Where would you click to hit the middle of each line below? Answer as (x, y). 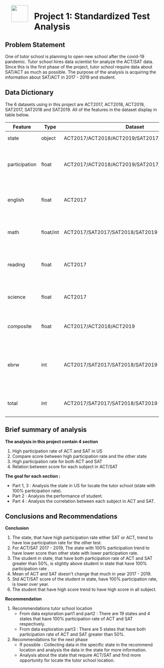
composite (20, 326)
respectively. (32, 624)
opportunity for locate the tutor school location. (67, 660)
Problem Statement (35, 45)
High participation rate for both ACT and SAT (57, 461)
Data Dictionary (29, 93)
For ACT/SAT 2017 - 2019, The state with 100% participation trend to (81, 548)
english (16, 200)
